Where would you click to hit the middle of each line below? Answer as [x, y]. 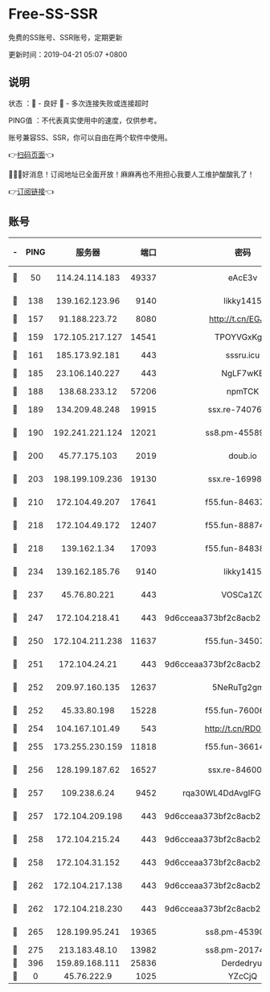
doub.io [243, 456]
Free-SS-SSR [53, 14]
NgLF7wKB [242, 373]
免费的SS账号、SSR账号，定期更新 [65, 37]
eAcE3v [243, 277]
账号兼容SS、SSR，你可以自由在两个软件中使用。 [90, 137]
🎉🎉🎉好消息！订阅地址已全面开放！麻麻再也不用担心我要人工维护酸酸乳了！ [131, 174]
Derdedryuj [243, 963]
